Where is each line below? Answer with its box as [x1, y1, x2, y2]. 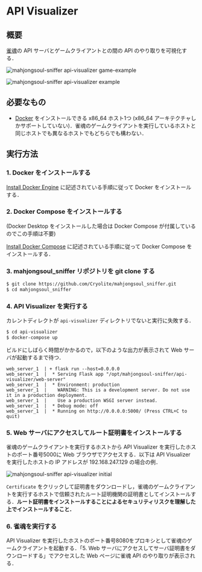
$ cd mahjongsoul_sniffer [6, 286, 71, 292]
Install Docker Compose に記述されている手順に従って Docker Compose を [6, 243, 192, 250]
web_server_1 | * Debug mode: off [6, 403, 98, 409]
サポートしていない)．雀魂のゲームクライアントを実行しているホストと [20, 122, 197, 129]
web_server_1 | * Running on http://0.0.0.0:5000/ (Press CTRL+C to [6, 408, 188, 414]
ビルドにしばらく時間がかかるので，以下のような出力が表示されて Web [6, 346, 183, 353]
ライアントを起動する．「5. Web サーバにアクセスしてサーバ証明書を [22, 545, 191, 552]
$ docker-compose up [6, 335, 58, 341]
